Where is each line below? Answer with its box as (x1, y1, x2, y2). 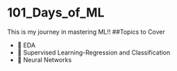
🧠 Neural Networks (17, 55, 72, 63)
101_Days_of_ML (7, 5, 105, 21)
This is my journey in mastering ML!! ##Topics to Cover (7, 28, 165, 36)
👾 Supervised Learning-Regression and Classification (17, 48, 171, 57)
